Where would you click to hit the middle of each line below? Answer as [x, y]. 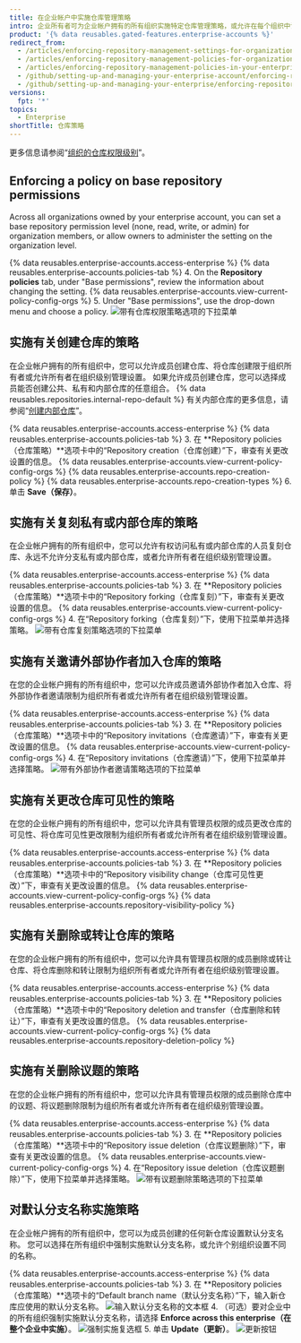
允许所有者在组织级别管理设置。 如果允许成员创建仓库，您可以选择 [155, 376]
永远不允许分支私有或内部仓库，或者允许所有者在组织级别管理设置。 [150, 557]
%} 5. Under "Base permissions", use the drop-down [177, 300]
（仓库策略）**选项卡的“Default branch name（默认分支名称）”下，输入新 [144, 1295]
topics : [24, 109]
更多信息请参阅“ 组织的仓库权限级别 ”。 [80, 152]
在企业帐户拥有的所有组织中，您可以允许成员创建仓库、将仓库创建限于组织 [146, 366]
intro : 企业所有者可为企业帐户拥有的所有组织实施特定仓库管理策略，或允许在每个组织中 [150, 26]
